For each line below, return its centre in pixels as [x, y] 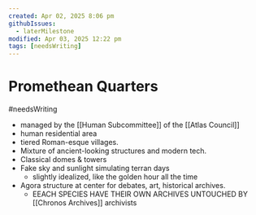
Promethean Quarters [83, 87]
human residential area [59, 134]
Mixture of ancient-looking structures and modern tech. [113, 151]
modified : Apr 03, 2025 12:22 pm [65, 39]
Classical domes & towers [63, 160]
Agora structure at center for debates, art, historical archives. [123, 186]
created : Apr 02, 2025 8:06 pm [61, 16]
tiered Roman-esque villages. [69, 143]
